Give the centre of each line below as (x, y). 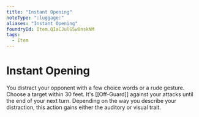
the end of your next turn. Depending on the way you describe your (91, 100)
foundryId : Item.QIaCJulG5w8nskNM (51, 29)
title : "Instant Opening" (39, 12)
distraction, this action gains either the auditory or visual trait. (84, 107)
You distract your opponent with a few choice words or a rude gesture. (96, 88)
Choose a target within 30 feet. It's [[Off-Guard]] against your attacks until (100, 94)
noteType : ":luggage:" (35, 18)
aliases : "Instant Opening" (42, 23)
